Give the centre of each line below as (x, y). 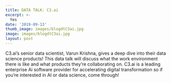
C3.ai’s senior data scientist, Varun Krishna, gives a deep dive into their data (86, 53)
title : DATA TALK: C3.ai (32, 10)
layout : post (19, 39)
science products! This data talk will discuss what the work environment (82, 58)
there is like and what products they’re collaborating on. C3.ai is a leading (83, 64)
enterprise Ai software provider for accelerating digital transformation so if (84, 69)
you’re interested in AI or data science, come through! (62, 75)
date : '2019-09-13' (26, 24)
